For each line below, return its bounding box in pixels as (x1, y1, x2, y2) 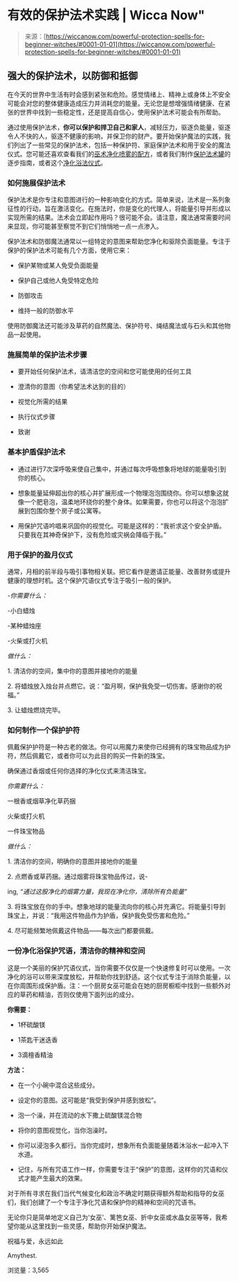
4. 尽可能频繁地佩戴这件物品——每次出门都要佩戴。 (7, 927, 158, 935)
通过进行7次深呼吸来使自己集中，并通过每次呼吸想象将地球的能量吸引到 (17, 464, 227, 473)
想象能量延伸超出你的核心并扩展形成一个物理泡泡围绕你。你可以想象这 (17, 489, 223, 497)
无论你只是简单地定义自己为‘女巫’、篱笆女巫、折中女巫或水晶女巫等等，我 (7, 1213, 222, 1221)
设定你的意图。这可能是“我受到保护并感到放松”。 (17, 1096, 161, 1104)
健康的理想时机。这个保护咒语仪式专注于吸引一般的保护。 (7, 576, 175, 584)
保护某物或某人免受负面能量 (17, 261, 99, 270)
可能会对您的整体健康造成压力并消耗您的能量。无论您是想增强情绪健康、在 (7, 99, 225, 107)
